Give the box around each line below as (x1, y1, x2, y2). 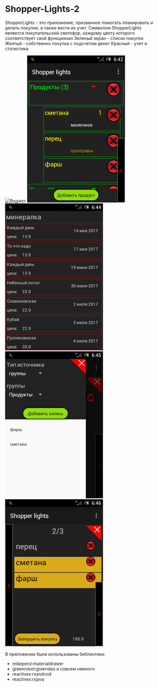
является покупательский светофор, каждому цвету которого (5, 30, 135, 36)
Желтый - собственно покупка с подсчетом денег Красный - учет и (5, 40, 148, 46)
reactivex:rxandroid (12, 671, 52, 677)
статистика (5, 46, 28, 51)
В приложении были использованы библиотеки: (5, 651, 106, 657)
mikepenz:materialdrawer (12, 661, 64, 666)
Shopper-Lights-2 (5, 3, 80, 15)
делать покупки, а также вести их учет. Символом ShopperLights (5, 25, 142, 30)
